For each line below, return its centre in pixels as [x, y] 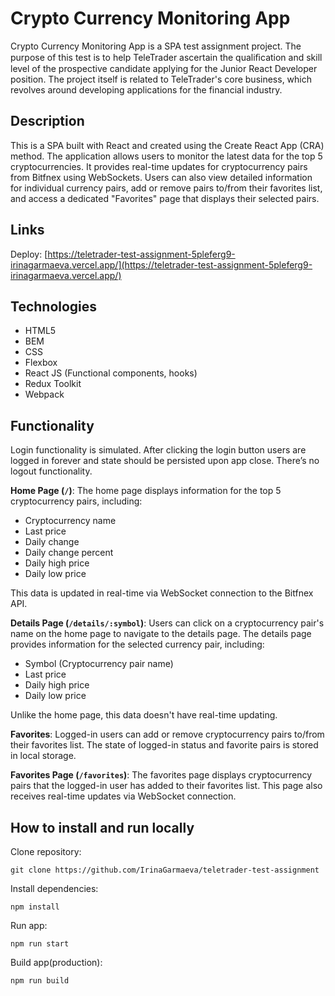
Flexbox [41, 363]
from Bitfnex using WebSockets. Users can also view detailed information [161, 177]
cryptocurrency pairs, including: [76, 501]
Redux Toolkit [53, 384]
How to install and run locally [102, 827]
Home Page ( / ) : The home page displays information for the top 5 [146, 491]
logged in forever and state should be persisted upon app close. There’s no [165, 461]
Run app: [29, 925]
